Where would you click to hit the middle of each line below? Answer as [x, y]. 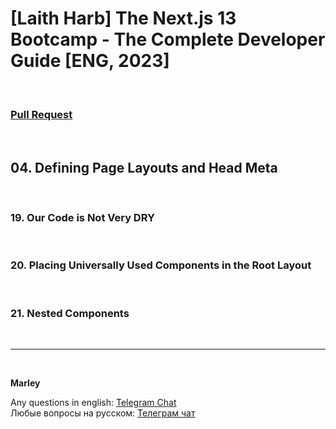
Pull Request [41, 114]
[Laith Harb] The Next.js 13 [123, 18]
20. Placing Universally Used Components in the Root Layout [161, 265]
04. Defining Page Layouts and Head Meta [144, 167]
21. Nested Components [70, 313]
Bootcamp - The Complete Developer [168, 39]
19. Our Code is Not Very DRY [82, 217]
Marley [25, 383]
